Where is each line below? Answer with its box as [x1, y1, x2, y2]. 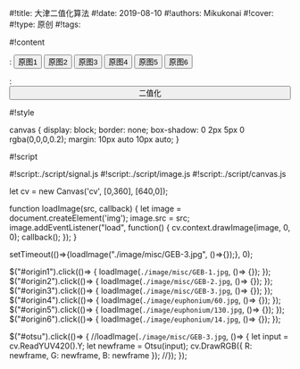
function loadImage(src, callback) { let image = [9, 204, 182, 214]
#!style [9, 107, 35, 118]
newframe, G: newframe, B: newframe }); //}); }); [9, 350, 187, 360]
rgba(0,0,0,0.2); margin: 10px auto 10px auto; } [9, 134, 180, 145]
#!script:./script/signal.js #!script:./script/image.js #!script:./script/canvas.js [9, 169, 287, 179]
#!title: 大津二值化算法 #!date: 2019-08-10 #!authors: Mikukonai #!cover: [9, 8, 274, 18]
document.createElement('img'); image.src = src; [9, 213, 190, 223]
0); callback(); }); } [9, 231, 78, 242]
